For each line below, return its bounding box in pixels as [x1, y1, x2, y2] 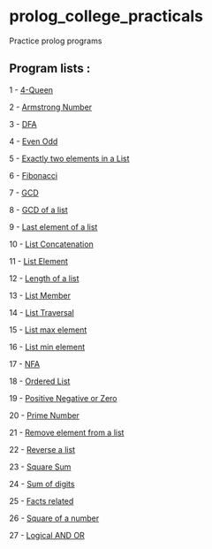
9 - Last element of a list [9, 221, 98, 232]
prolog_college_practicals [9, 6, 203, 27]
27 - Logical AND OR [9, 530, 86, 540]
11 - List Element [9, 255, 69, 266]
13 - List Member [9, 290, 71, 301]
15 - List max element [9, 324, 87, 335]
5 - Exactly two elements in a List [9, 153, 130, 164]
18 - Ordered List [9, 376, 71, 386]
